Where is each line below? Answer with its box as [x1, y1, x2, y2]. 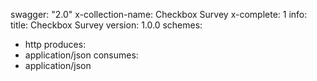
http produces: [24, 39, 87, 50]
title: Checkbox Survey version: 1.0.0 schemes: [10, 19, 203, 31]
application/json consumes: [24, 49, 139, 61]
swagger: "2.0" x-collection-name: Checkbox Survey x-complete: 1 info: [10, 9, 308, 20]
